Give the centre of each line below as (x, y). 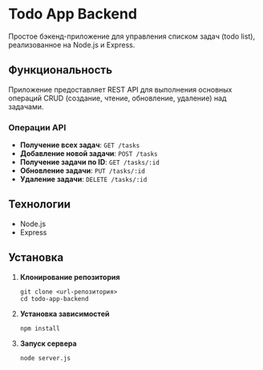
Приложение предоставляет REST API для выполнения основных (120, 89)
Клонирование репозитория (70, 277)
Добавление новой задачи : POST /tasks (89, 154)
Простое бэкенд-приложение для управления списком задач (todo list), (131, 36)
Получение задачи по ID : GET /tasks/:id (90, 162)
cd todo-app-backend (54, 298)
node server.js (45, 358)
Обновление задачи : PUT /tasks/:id (83, 171)
